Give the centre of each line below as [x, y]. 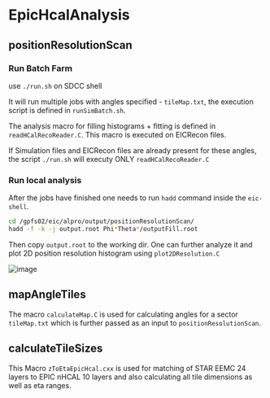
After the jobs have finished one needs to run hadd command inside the [127, 198]
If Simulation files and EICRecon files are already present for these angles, [133, 150]
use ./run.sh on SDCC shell [55, 85]
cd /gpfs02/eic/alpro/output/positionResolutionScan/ [102, 221]
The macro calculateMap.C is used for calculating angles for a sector [123, 314]
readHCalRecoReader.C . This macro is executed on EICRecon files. [118, 134]
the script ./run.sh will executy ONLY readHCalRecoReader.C [109, 159]
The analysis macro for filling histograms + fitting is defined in [112, 126]
